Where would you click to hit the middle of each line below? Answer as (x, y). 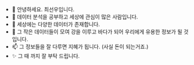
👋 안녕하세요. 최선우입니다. (43, 9)
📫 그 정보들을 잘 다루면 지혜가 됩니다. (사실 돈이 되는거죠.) (80, 47)
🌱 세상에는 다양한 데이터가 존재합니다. (56, 24)
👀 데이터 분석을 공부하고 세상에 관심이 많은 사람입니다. (75, 17)
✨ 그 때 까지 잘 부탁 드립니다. (46, 56)
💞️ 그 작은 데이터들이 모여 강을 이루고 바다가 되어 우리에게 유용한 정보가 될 (97, 32)
